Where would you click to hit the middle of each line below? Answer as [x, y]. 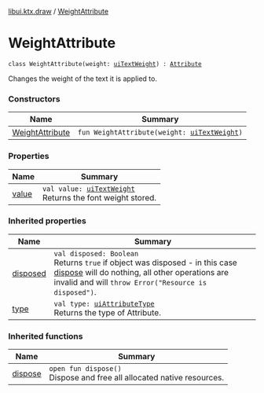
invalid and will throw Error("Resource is [130, 282]
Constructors [34, 99]
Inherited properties [47, 221]
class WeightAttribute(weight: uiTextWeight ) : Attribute [105, 64]
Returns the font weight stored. [99, 197]
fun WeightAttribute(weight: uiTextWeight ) [160, 132]
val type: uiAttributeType [104, 303]
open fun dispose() [85, 369]
